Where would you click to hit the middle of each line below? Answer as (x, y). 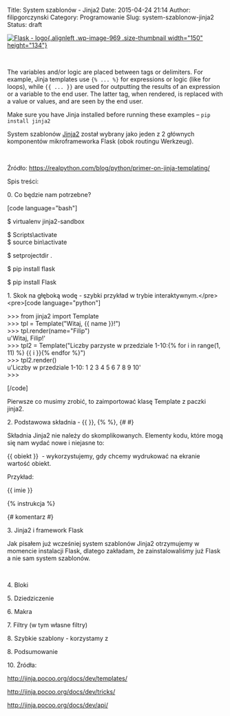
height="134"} (27, 45)
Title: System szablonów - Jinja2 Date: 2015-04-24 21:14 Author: (99, 10)
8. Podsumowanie (33, 652)
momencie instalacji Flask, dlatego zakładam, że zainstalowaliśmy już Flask (114, 551)
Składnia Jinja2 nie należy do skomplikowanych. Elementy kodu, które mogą (115, 436)
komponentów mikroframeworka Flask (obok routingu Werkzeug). (101, 141)
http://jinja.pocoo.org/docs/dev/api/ (58, 705)
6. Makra (20, 612)
